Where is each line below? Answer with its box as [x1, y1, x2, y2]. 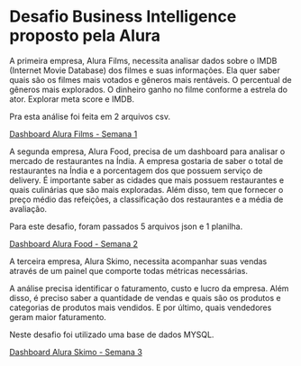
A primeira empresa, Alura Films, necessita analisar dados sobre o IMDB [9, 55, 278, 66]
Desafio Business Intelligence [9, 6, 237, 27]
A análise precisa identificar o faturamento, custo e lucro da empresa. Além [9, 282, 289, 294]
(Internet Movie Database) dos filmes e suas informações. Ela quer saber [9, 65, 281, 76]
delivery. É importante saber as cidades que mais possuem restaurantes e [9, 174, 285, 186]
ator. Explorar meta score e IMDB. [9, 93, 135, 105]
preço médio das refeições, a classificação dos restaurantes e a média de [9, 194, 284, 205]
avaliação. [9, 203, 48, 214]
